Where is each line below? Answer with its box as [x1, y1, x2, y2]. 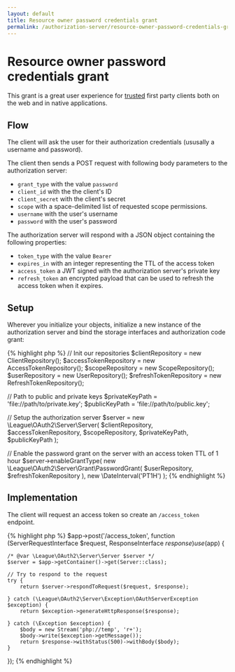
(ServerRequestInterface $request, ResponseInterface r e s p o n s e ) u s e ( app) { [7, 539, 225, 547]
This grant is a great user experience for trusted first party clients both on [7, 92, 220, 100]
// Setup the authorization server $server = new [7, 413, 145, 421]
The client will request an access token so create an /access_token [7, 510, 199, 519]
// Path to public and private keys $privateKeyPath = [7, 392, 158, 400]
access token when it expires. [17, 282, 104, 290]
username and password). [7, 145, 83, 154]
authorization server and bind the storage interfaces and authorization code [7, 327, 226, 336]
